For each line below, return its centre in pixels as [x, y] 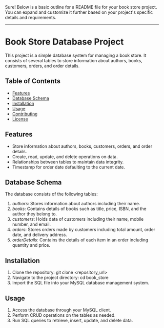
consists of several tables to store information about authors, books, [74, 60]
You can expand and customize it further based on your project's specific [79, 12]
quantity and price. [31, 245]
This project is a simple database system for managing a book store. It [76, 55]
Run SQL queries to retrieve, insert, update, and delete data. [72, 320]
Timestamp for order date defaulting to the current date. [69, 167]
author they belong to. [34, 214]
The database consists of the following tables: [51, 194]
